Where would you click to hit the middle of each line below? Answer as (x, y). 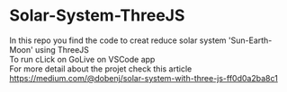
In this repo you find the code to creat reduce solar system (118, 40)
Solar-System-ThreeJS (97, 16)
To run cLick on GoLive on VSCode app (82, 59)
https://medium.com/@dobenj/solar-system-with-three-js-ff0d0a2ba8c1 (144, 78)
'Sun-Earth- (250, 40)
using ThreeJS (62, 49)
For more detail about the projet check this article (101, 69)
